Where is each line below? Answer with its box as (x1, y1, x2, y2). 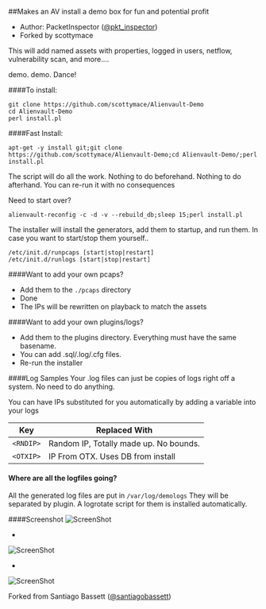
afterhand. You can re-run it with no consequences (8, 180, 175, 189)
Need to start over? (8, 196, 71, 205)
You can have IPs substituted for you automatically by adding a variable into (8, 398, 256, 406)
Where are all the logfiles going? (8, 473, 118, 483)
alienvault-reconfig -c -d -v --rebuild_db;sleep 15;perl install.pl (8, 211, 244, 219)
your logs (8, 405, 40, 415)
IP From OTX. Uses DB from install (48, 451, 176, 462)
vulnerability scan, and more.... (8, 55, 110, 64)
